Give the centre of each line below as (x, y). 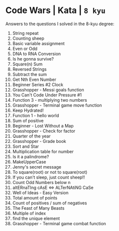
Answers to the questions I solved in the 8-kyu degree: (60, 24)
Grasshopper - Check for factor (44, 131)
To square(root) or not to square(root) (50, 172)
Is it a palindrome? (31, 156)
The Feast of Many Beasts (38, 208)
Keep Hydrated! (28, 110)
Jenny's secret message (37, 167)
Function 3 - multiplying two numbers (50, 100)
